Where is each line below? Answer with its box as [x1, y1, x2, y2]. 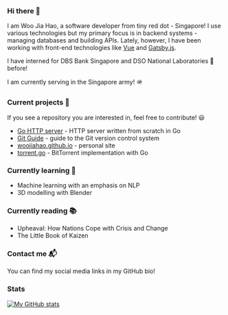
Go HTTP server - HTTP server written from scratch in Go [16, 126, 181, 135]
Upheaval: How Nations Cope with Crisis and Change [16, 224, 168, 233]
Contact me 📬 [7, 249, 57, 259]
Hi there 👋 [7, 6, 41, 16]
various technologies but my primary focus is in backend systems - [7, 29, 198, 37]
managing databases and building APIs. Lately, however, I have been [7, 36, 201, 45]
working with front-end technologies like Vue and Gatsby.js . [7, 44, 176, 52]
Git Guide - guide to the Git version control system [16, 134, 160, 142]
